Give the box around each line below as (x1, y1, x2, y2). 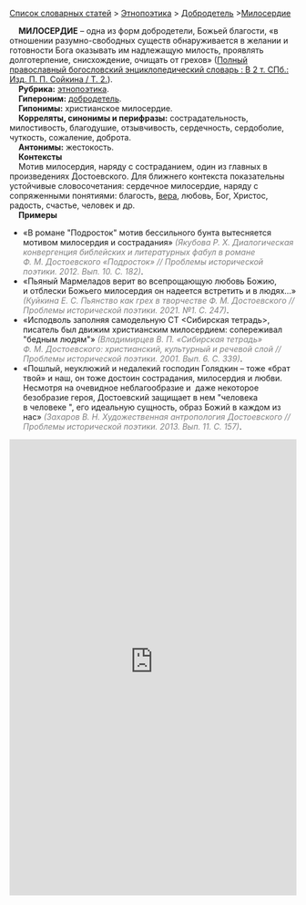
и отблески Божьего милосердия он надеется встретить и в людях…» (22, 286, 297, 296)
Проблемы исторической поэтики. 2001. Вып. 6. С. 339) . (22, 353, 243, 364)
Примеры (17, 210, 57, 220)
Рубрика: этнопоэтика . (17, 84, 109, 94)
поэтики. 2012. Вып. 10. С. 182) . (22, 266, 144, 276)
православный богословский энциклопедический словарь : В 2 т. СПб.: (9, 64, 290, 75)
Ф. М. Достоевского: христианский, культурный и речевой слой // (22, 344, 282, 354)
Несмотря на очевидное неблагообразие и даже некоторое (22, 382, 260, 393)
